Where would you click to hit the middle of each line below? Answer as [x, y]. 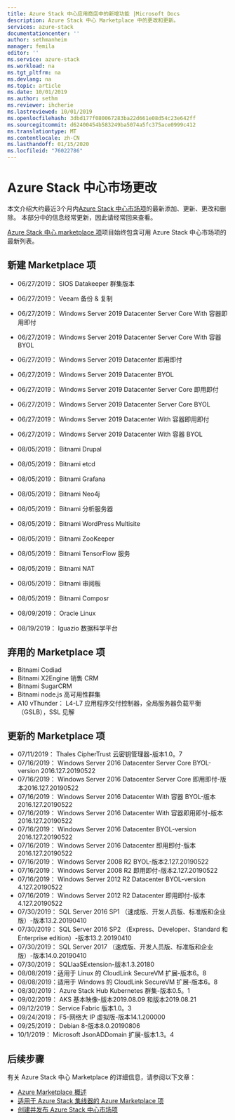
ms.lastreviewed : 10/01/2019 [50, 112]
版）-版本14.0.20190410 [52, 956]
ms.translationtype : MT [42, 131]
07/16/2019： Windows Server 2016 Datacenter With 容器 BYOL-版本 [116, 797]
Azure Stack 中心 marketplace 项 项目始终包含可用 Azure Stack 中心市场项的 [117, 232]
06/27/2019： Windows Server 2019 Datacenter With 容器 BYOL [110, 434]
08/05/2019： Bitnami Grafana [61, 479]
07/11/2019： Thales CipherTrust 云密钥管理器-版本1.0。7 [100, 754]
